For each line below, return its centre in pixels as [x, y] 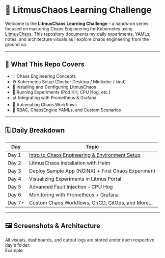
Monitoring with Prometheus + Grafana [74, 194]
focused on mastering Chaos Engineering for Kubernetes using [69, 28]
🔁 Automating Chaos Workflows [44, 104]
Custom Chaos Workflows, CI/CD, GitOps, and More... [91, 203]
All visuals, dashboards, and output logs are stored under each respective [80, 240]
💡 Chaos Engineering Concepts [44, 76]
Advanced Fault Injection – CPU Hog [71, 187]
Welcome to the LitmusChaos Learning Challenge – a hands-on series [77, 23]
